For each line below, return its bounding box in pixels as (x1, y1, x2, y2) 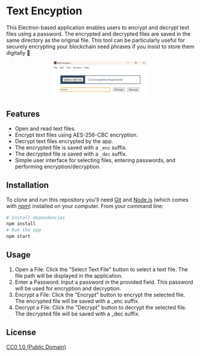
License (6, 327, 36, 338)
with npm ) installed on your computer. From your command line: (6, 202, 164, 209)
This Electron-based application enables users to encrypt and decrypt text (6, 24, 190, 31)
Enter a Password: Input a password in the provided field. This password (14, 278, 193, 286)
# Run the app (6, 227, 42, 233)
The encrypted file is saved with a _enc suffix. (14, 144, 127, 151)
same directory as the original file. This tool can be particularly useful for (6, 36, 185, 44)
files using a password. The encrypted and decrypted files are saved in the (6, 30, 191, 37)
